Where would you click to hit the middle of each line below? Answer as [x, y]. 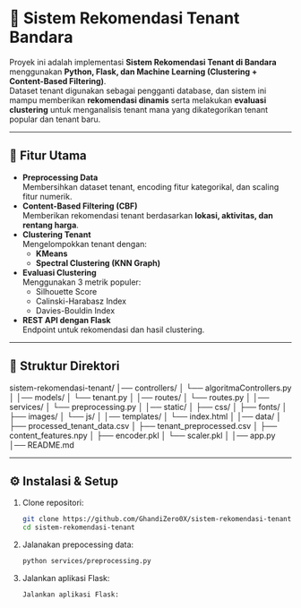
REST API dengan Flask [66, 320]
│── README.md [42, 445]
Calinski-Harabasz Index [81, 301]
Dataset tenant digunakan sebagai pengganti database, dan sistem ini [138, 90]
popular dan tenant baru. [55, 119]
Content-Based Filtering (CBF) [80, 206]
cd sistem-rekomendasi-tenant [79, 527]
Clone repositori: [53, 503]
